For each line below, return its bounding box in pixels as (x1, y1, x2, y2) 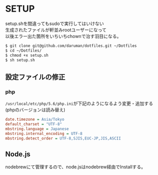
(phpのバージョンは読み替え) (5, 107, 66, 113)
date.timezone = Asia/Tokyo (5, 117, 65, 122)
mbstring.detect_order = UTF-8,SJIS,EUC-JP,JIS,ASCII (5, 135, 122, 141)
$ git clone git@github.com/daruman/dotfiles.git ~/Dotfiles (5, 43, 137, 48)
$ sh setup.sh (5, 57, 35, 62)
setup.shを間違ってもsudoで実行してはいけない (5, 20, 104, 26)
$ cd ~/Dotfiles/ (5, 48, 42, 53)
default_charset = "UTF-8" (5, 122, 62, 127)
